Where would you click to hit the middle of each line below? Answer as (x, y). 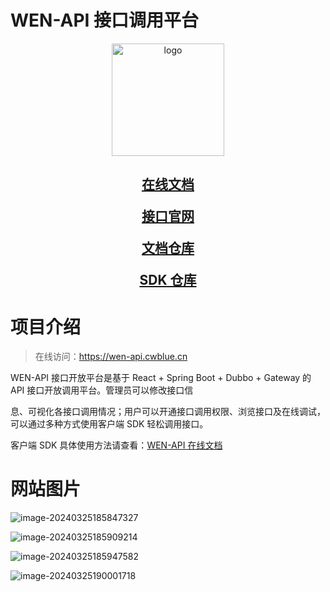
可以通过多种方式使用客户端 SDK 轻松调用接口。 (109, 424)
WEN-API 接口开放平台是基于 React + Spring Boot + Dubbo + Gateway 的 (161, 378)
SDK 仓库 (168, 280)
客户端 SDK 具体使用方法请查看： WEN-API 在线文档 (116, 445)
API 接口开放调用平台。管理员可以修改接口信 (102, 390)
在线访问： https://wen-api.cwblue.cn (111, 357)
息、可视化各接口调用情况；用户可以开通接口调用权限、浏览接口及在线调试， (168, 412)
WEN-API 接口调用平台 (105, 20)
